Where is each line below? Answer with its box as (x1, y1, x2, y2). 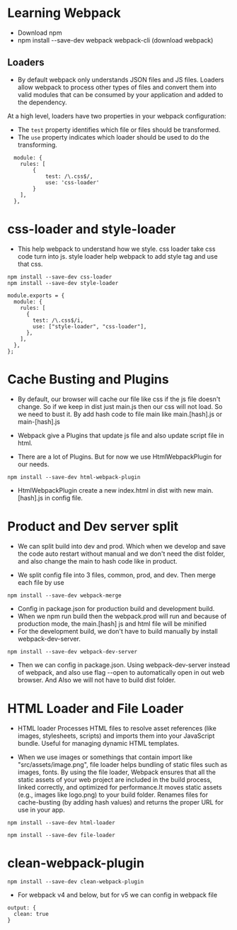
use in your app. (17, 805, 65, 814)
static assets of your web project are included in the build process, (17, 775, 212, 784)
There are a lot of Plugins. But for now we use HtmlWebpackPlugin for (17, 452, 222, 461)
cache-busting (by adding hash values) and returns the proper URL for (17, 797, 224, 806)
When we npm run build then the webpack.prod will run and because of (17, 612, 227, 620)
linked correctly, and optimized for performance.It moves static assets (17, 783, 222, 791)
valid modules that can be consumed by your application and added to (17, 90, 224, 99)
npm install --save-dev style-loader (7, 279, 119, 286)
